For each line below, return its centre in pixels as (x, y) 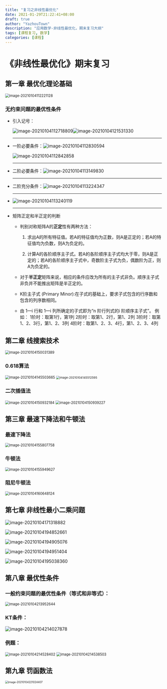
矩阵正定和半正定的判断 (36, 216)
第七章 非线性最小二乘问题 (45, 510)
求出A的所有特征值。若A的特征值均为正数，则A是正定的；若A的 (92, 237)
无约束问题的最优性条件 (33, 109)
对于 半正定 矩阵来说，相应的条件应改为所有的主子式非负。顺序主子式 (89, 277)
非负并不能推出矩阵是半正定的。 (52, 283)
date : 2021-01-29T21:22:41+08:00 (40, 14)
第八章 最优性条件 (32, 578)
